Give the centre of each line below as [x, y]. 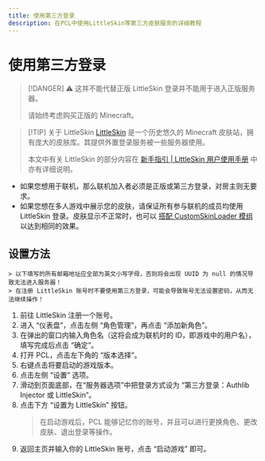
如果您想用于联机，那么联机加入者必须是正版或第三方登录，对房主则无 [135, 186]
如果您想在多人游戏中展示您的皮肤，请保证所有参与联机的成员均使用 [131, 206]
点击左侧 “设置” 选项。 [57, 375]
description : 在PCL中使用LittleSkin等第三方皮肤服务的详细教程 [105, 23]
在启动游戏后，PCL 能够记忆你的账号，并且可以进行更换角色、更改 [148, 422]
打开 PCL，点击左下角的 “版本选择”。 [80, 355]
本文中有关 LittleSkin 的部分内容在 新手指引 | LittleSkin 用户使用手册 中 [142, 160]
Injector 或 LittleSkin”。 [58, 395]
